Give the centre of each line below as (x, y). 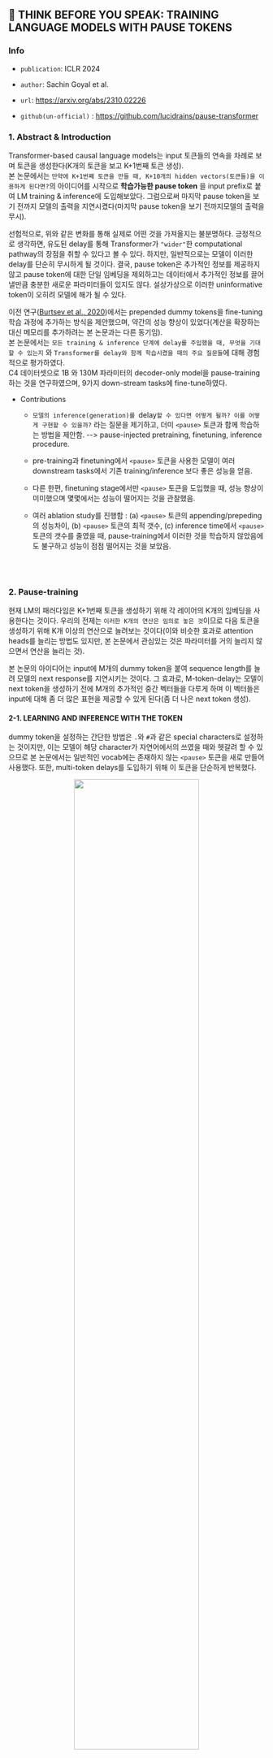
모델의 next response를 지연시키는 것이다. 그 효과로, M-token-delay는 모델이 (140, 678)
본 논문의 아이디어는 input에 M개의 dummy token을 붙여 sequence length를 (130, 669)
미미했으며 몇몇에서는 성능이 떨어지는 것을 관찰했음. (114, 498)
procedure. (51, 444)
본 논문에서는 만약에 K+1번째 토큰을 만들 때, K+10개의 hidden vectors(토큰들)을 (132, 175)
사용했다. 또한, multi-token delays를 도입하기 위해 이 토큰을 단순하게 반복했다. (132, 768)
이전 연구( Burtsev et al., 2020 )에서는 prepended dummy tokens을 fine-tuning (136, 312)
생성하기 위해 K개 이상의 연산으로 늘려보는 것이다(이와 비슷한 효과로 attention (131, 631)
